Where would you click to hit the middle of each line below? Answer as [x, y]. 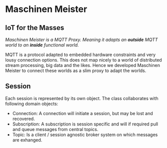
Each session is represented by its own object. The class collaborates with [82, 98]
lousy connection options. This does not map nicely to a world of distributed [84, 60]
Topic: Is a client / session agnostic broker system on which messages [85, 134]
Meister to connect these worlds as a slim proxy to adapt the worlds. [76, 70]
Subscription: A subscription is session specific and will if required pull [85, 124]
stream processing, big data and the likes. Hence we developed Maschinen [82, 65]
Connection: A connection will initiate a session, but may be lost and [83, 113]
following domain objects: [32, 103]
